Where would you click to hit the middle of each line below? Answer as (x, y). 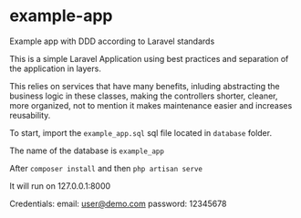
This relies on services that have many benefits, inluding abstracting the (145, 86)
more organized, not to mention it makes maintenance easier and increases (151, 105)
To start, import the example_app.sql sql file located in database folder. (140, 132)
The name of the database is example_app (87, 151)
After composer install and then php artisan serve (106, 168)
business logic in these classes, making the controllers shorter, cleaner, (144, 96)
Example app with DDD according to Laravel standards (112, 41)
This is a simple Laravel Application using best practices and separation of (149, 58)
